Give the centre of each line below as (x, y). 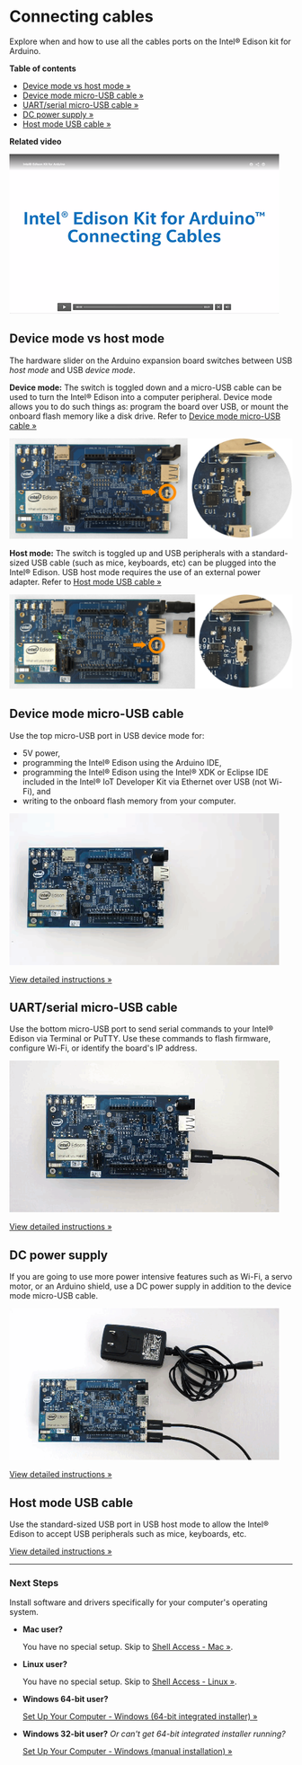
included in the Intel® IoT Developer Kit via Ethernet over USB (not (145, 781)
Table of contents (43, 68)
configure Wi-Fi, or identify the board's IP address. (103, 1048)
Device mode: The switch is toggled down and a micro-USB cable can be (146, 387)
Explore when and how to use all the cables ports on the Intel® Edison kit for (151, 41)
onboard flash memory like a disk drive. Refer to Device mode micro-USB (145, 416)
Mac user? (42, 1629)
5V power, (41, 753)
